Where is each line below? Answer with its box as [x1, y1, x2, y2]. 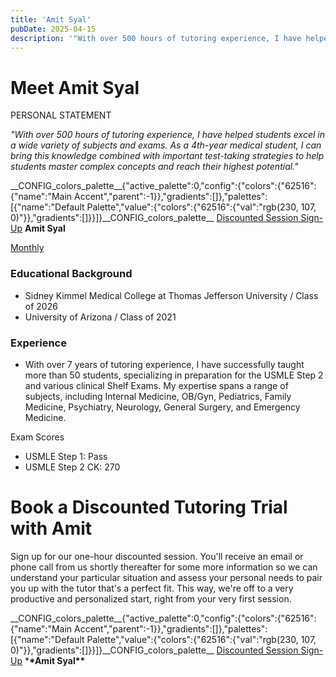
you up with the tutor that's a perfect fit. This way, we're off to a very [10, 582, 294, 594]
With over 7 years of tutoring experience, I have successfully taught [24, 358, 305, 370]
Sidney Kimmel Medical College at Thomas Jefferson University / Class [24, 289, 319, 301]
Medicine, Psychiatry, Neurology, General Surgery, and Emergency [24, 401, 301, 413]
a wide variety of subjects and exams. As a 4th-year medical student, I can [10, 139, 322, 151]
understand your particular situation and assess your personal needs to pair [10, 571, 323, 583]
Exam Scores [10, 431, 65, 443]
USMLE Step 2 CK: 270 [24, 461, 121, 473]
